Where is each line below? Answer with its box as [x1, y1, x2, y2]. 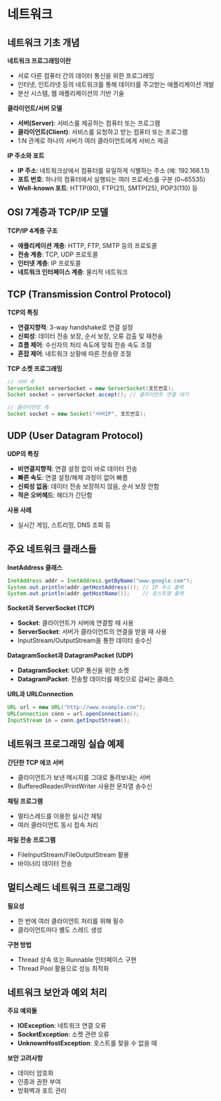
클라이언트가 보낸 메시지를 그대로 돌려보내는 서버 [17, 773, 151, 781]
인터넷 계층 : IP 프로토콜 [17, 259, 81, 267]
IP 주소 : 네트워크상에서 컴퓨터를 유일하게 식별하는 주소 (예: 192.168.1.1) [17, 167, 210, 174]
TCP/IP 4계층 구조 [7, 226, 58, 235]
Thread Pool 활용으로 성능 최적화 [17, 964, 109, 972]
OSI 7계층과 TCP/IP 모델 [7, 207, 109, 219]
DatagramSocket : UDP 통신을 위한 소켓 [17, 666, 130, 675]
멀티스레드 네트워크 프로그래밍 [7, 882, 131, 894]
